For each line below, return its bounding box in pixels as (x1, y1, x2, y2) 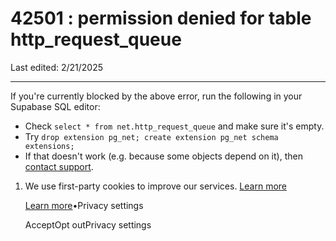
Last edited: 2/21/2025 (10, 61, 104, 73)
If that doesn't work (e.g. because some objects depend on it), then (24, 150, 303, 162)
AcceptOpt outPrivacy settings (24, 218, 152, 231)
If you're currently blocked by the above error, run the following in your (10, 90, 303, 102)
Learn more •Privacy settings (24, 199, 144, 211)
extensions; (24, 141, 75, 151)
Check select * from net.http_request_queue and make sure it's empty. (24, 120, 325, 132)
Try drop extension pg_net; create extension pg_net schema (24, 130, 279, 142)
